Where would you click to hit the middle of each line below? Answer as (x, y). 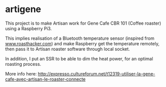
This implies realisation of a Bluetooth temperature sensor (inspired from (80, 38)
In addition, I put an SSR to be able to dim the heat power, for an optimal (79, 58)
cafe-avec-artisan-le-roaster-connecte (45, 79)
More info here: (21, 73)
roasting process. (23, 64)
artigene (23, 9)
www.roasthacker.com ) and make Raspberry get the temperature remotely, (82, 43)
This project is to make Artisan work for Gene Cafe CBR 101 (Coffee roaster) (83, 23)
